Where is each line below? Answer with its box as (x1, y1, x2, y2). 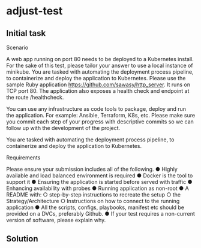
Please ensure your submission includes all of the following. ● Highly (6, 166, 178, 173)
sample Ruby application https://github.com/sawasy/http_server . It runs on (6, 81, 191, 88)
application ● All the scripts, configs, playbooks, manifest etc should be (6, 204, 185, 211)
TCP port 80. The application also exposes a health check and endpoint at (6, 87, 190, 94)
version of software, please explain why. (6, 217, 106, 223)
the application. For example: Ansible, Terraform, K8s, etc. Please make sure (6, 112, 196, 119)
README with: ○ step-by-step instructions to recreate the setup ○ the (6, 191, 181, 198)
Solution (6, 234, 38, 244)
